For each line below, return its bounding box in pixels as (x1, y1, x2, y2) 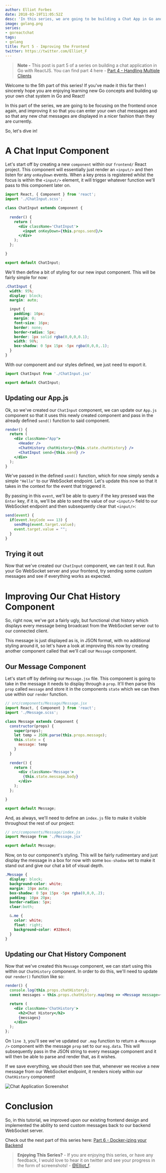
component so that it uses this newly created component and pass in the (5, 412, 154, 418)
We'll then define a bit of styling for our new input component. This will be (5, 269, 156, 275)
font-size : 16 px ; (14, 320, 50, 326)
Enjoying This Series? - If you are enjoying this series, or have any (17, 1152, 154, 1158)
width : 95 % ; (9, 288, 35, 293)
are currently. (5, 118, 33, 124)
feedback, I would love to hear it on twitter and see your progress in (17, 1157, 156, 1163)
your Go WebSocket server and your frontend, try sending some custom (5, 568, 152, 574)
